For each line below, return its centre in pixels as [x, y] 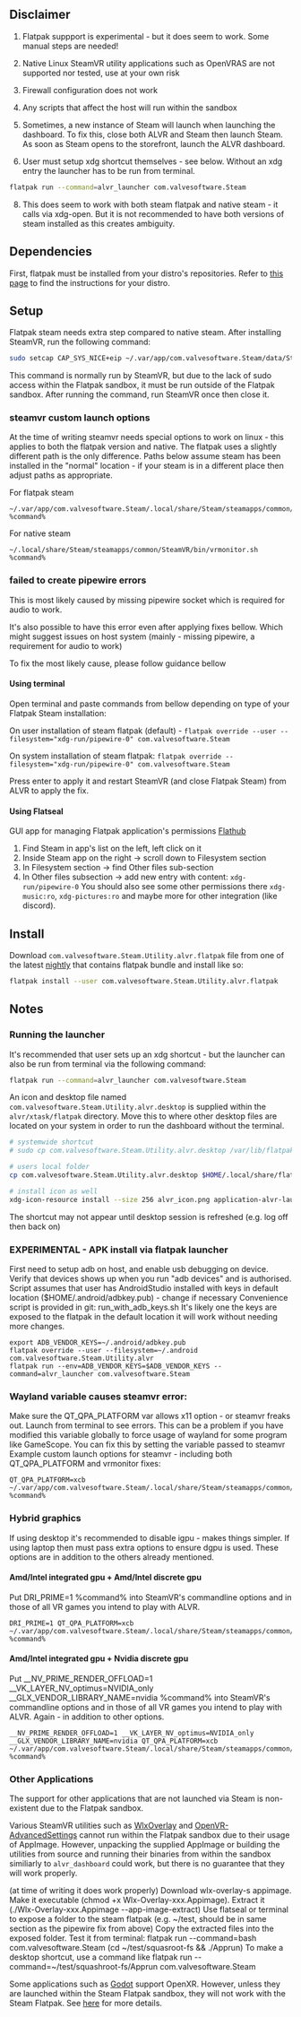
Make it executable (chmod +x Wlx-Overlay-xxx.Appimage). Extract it [137, 1900]
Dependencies [51, 251]
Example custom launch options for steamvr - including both [121, 1454]
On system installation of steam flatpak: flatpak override [116, 756]
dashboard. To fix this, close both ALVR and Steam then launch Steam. [153, 134]
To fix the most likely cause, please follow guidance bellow [118, 663]
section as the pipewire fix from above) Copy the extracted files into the [142, 1929]
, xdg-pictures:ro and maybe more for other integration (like [166, 896]
